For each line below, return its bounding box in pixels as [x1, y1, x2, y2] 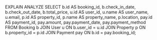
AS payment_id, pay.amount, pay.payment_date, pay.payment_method [5, 19, 146, 25]
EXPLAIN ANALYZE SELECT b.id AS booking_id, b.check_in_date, [5, 4, 136, 10]
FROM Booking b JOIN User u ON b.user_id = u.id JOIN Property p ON [5, 25, 146, 30]
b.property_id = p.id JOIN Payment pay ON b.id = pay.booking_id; [5, 30, 136, 35]
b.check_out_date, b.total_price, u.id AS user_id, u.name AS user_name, [5, 9, 149, 15]
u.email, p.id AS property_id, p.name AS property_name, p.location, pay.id [5, 14, 153, 20]
